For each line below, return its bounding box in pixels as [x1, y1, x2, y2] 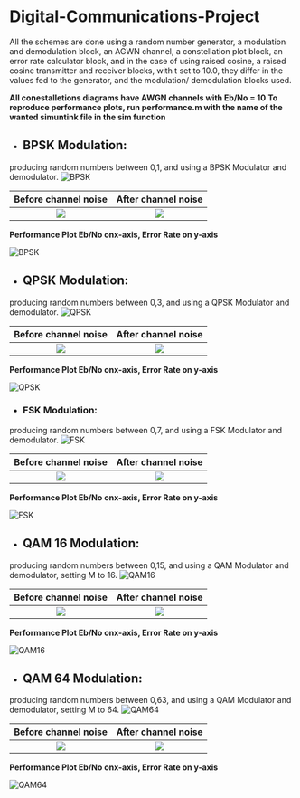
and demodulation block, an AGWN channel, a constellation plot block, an [9, 45, 283, 56]
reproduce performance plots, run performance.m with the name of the [9, 101, 283, 112]
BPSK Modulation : [22, 138, 128, 153]
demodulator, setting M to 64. [9, 704, 120, 716]
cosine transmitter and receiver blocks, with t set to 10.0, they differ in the [9, 65, 283, 76]
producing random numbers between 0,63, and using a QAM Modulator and [9, 695, 292, 706]
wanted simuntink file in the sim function [9, 111, 166, 122]
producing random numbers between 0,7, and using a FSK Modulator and [9, 424, 283, 435]
